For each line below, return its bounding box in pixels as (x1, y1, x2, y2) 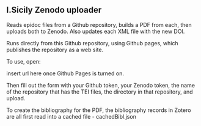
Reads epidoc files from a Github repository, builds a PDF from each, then (6, 21, 192, 28)
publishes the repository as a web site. (6, 46, 104, 53)
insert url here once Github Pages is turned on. (6, 70, 124, 77)
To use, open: (6, 57, 41, 65)
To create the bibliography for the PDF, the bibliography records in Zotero (6, 106, 191, 114)
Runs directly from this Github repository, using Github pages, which (6, 39, 178, 46)
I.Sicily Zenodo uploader (6, 5, 102, 15)
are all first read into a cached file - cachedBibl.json (6, 113, 136, 120)
